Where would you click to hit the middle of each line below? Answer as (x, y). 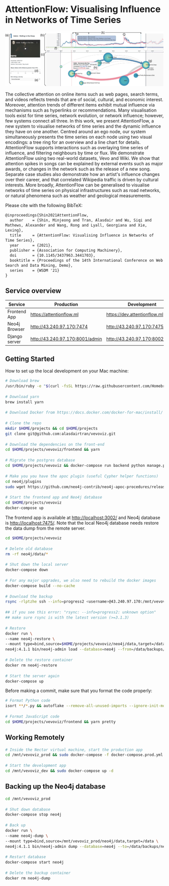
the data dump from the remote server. (45, 528)
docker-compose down (27, 570)
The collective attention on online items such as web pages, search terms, (82, 94)
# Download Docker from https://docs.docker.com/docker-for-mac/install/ (84, 413)
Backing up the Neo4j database (55, 787)
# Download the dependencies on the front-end (55, 444)
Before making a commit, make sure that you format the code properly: (79, 691)
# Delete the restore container (39, 660)
